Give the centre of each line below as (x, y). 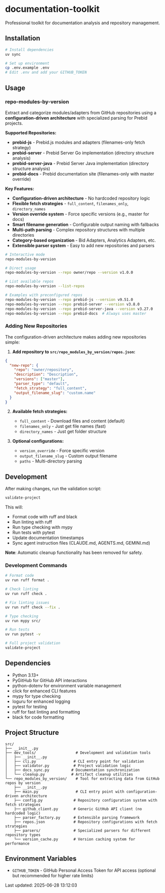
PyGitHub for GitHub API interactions (49, 680)
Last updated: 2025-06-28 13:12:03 (41, 885)
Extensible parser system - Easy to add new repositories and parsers (83, 245)
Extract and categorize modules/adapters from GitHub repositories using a (81, 113)
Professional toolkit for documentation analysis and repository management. (82, 23)
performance (17, 844)
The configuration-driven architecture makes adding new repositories (76, 337)
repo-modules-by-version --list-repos (45, 286)
